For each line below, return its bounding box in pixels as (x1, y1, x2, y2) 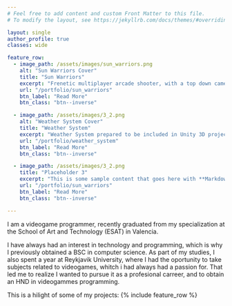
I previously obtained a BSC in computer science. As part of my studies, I (7, 248, 215, 256)
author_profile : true (7, 35, 70, 42)
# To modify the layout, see (7, 17, 91, 23)
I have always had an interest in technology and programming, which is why (7, 240, 223, 249)
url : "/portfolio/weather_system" (19, 137, 119, 144)
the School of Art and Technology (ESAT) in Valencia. (7, 227, 159, 236)
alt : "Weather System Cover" (19, 118, 104, 125)
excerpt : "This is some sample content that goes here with (19, 175, 196, 183)
